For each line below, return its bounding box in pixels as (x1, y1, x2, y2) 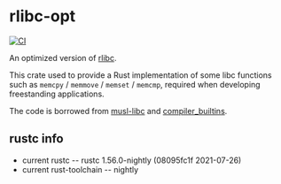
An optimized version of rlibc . (9, 52, 117, 63)
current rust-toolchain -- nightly (21, 164, 139, 174)
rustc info (9, 131, 64, 147)
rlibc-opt (9, 6, 76, 27)
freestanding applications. (9, 88, 105, 99)
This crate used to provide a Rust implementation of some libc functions (9, 69, 272, 80)
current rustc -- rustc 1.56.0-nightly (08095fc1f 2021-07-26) (21, 155, 242, 165)
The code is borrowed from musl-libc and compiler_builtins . (9, 105, 228, 116)
